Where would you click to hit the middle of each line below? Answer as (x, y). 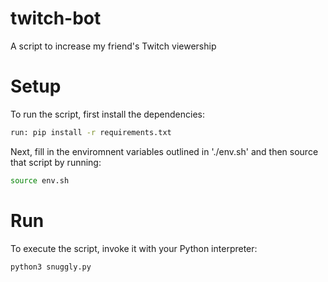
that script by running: (56, 162)
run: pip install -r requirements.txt (91, 132)
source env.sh (40, 180)
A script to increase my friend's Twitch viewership (113, 46)
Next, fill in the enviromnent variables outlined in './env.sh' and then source (164, 151)
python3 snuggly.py (51, 267)
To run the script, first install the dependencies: (108, 114)
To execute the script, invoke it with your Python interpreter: (134, 248)
